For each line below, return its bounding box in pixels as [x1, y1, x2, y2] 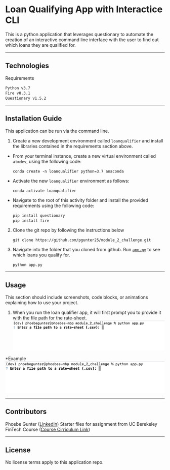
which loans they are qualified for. [5, 42, 76, 48]
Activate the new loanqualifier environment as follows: [12, 178, 130, 184]
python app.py [12, 262, 42, 268]
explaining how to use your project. [5, 300, 79, 306]
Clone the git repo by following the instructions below [12, 227, 124, 233]
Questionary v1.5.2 [5, 96, 47, 101]
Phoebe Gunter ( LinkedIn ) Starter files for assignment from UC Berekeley [5, 421, 158, 427]
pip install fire [12, 218, 50, 223]
